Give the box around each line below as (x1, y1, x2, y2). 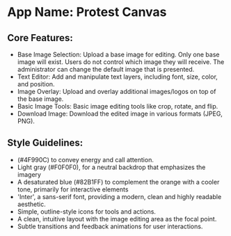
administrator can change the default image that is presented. (17, 65, 195, 73)
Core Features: (7, 32, 73, 44)
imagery (17, 170, 42, 178)
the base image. (17, 95, 64, 103)
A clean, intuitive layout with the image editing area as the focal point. (17, 214, 217, 223)
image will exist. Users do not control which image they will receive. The (17, 58, 225, 66)
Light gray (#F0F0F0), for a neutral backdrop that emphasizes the (17, 163, 206, 171)
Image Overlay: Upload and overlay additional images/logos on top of (17, 88, 216, 95)
